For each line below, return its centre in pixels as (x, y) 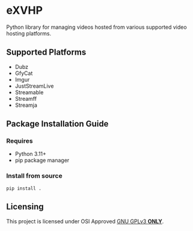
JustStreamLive (34, 86)
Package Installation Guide (57, 124)
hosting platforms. (29, 33)
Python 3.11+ (31, 154)
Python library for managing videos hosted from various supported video (97, 27)
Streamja (26, 105)
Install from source (34, 176)
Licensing (25, 207)
